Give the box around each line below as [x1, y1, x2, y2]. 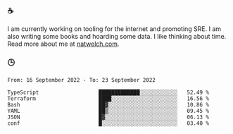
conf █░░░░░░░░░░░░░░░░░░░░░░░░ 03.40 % [7, 119, 210, 127]
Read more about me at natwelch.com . [7, 39, 120, 48]
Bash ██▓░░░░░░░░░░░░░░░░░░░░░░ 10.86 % [7, 101, 210, 108]
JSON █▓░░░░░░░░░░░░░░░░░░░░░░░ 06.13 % [7, 114, 210, 121]
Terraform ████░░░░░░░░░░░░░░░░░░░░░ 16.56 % [7, 95, 210, 102]
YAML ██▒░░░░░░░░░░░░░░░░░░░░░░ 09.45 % [7, 107, 210, 114]
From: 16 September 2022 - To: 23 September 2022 [7, 76, 156, 83]
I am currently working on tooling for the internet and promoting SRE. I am [7, 25, 222, 33]
